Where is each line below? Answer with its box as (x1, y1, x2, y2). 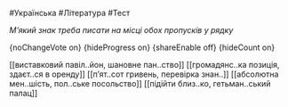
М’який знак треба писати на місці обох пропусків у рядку (9, 25, 234, 35)
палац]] (9, 88, 38, 98)
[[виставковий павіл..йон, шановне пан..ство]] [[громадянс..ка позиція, (9, 60, 280, 70)
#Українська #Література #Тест (9, 8, 131, 18)
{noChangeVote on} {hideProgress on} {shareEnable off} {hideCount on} (9, 42, 276, 53)
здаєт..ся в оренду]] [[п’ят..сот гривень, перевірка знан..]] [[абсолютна (9, 69, 279, 79)
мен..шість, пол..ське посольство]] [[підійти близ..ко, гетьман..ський (9, 78, 271, 88)
